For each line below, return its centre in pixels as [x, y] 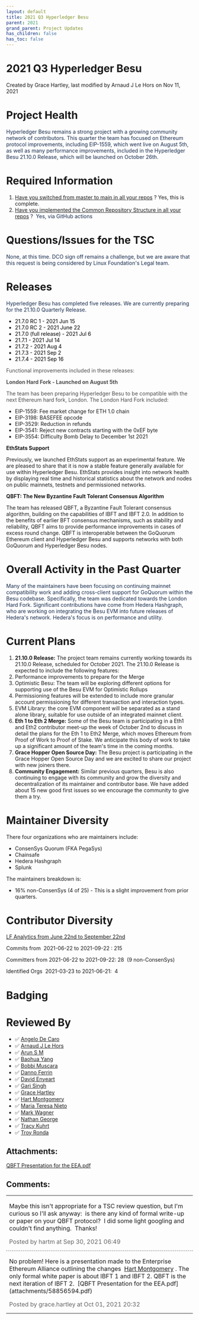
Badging [27, 995]
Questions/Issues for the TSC [81, 240]
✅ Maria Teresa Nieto [41, 1106]
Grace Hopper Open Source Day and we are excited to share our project [103, 758]
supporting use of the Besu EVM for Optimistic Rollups [81, 689]
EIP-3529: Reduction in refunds [53, 424]
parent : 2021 [22, 23]
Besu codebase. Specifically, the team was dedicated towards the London [97, 598]
